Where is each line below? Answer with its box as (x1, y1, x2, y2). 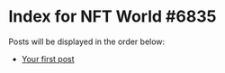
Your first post (21, 53, 75, 64)
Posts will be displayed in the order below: (8, 36, 166, 47)
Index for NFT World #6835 (8, 6, 217, 27)
